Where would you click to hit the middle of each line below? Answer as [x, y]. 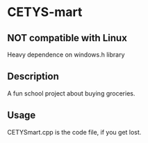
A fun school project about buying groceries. [71, 93]
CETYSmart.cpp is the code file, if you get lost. [74, 132]
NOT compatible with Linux [67, 38]
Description [33, 76]
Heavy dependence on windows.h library [66, 54]
